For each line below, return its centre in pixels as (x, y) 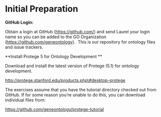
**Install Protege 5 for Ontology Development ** (54, 56)
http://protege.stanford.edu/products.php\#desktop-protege (65, 80)
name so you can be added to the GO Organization (56, 37)
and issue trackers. (24, 47)
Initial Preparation (42, 9)
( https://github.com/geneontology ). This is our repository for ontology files (80, 42)
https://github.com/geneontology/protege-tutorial (55, 109)
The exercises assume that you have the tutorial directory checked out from (81, 89)
